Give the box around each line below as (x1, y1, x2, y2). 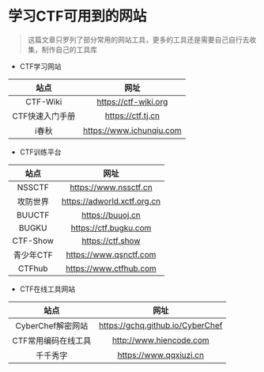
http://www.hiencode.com (111, 334, 209, 345)
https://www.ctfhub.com (66, 263, 157, 274)
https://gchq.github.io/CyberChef (98, 320, 223, 331)
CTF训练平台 (19, 147, 62, 157)
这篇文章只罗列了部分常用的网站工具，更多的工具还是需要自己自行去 (27, 35, 250, 44)
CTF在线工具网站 (19, 284, 76, 294)
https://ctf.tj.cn (104, 110, 160, 121)
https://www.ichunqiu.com (82, 124, 182, 135)
